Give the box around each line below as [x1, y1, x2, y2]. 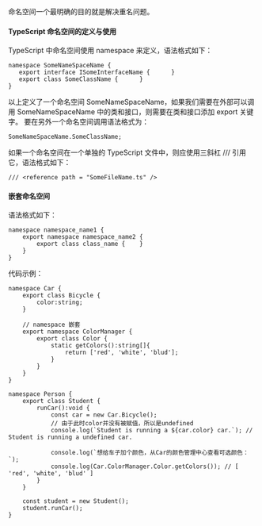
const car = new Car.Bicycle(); [50, 411, 158, 419]
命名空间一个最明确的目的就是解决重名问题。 [8, 7, 154, 16]
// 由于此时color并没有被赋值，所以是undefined [50, 420, 194, 428]
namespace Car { [8, 285, 62, 293]
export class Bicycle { [22, 292, 101, 300]
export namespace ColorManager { [22, 328, 133, 336]
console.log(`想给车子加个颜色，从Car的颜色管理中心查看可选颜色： [50, 449, 249, 457]
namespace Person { [8, 390, 73, 398]
